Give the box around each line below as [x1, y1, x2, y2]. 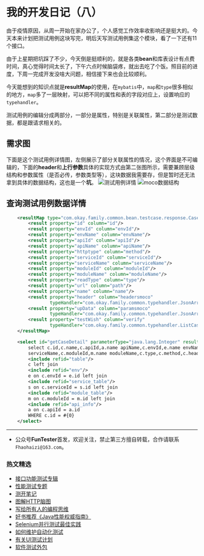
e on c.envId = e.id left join [28, 373, 107, 379]
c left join [28, 362, 59, 368]
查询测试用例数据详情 [6, 199, 86, 209]
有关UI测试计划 [15, 536, 53, 543]
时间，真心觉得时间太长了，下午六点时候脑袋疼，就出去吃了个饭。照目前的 [6, 62, 192, 70]
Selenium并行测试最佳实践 [15, 521, 81, 528]
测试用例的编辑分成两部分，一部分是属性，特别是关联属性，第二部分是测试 [6, 111, 192, 119]
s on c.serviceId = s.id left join [28, 384, 118, 390]
